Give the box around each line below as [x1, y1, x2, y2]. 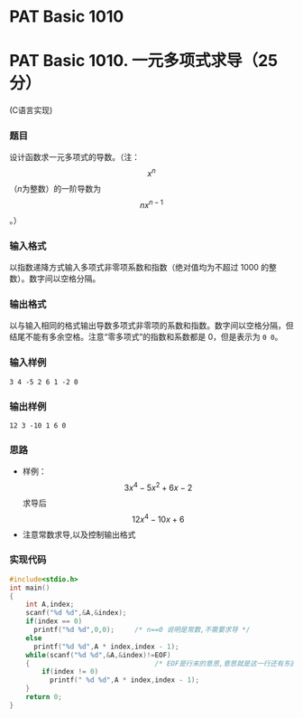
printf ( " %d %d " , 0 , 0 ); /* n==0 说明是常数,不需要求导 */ [32, 626, 251, 635]
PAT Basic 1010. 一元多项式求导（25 [9, 51, 278, 71]
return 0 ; [25, 693, 63, 702]
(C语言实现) [9, 105, 53, 116]
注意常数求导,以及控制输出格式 [22, 529, 136, 540]
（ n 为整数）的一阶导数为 [9, 184, 102, 194]
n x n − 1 [139, 198, 164, 210]
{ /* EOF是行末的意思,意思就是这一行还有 [25, 658, 284, 668]
